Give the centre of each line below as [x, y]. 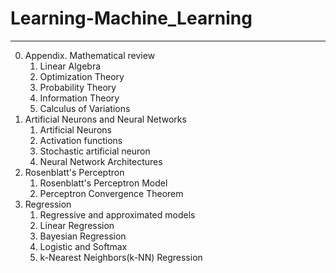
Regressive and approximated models [117, 214]
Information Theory [79, 98]
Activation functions [81, 140]
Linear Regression [77, 225]
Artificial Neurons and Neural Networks [105, 119]
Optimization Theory [82, 76]
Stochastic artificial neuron [95, 151]
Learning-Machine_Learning [131, 18]
